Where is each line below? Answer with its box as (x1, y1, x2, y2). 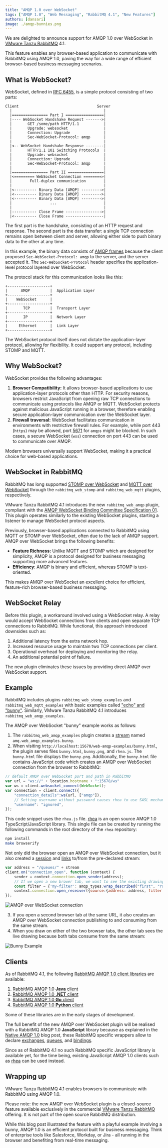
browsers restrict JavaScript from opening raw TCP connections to (12, 395, 151, 401)
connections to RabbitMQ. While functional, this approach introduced (5, 622, 147, 629)
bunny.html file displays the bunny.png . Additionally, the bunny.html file (12, 754, 157, 760)
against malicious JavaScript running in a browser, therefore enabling (12, 406, 155, 412)
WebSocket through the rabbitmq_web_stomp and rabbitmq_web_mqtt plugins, (5, 486, 161, 492)
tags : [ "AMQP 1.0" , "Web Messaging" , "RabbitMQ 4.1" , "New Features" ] (5, 12, 155, 17)
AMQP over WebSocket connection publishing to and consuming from (12, 917, 157, 923)
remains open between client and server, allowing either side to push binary (5, 233, 161, 239)
